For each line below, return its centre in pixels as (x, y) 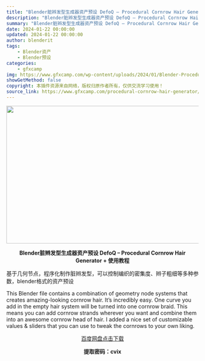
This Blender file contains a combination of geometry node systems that (97, 293)
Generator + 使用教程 (103, 260)
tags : (13, 47)
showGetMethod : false (34, 80)
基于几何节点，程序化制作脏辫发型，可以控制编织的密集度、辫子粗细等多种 (100, 274)
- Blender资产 (34, 52)
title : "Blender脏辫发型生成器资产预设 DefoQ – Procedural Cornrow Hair (95, 12)
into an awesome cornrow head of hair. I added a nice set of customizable (99, 319)
